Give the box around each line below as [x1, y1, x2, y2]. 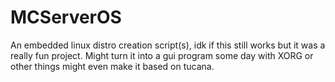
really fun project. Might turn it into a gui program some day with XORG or [10, 49, 314, 61]
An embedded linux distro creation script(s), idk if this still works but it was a [10, 39, 326, 51]
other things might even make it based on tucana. [10, 60, 215, 72]
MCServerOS [10, 6, 122, 29]
